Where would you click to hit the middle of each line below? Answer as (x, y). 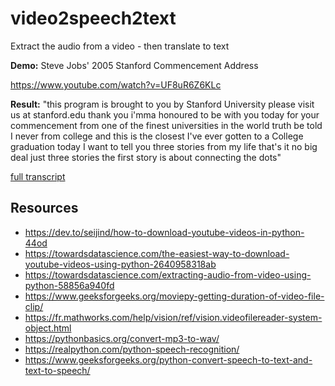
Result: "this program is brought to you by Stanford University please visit (162, 104)
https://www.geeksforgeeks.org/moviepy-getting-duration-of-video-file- (174, 296)
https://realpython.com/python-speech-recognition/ (132, 349)
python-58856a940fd (69, 285)
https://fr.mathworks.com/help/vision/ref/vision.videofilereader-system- (173, 317)
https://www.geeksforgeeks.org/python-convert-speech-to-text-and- (168, 359)
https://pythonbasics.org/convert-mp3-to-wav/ (122, 338)
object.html (48, 328)
